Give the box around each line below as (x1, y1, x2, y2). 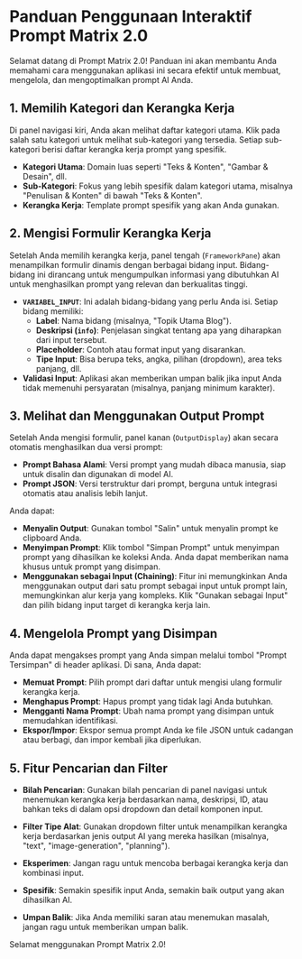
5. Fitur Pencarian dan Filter (9, 761, 169, 776)
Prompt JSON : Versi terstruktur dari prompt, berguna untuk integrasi (22, 478, 278, 489)
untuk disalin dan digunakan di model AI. (22, 469, 174, 480)
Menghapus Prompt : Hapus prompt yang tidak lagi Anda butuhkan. (22, 696, 273, 707)
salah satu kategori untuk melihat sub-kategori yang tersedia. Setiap (9, 134, 263, 145)
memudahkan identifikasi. (22, 715, 119, 726)
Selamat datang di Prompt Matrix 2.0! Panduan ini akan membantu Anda (9, 55, 278, 66)
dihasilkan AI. (22, 895, 73, 905)
